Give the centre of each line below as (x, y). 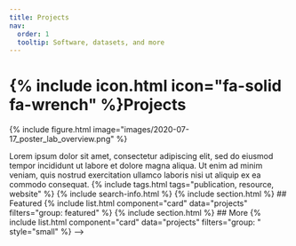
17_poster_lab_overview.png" (62, 139)
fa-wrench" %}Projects (98, 105)
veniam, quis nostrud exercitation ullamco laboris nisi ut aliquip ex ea (135, 175)
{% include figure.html (50, 130)
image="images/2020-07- (141, 130)
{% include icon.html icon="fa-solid (145, 86)
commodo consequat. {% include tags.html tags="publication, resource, (141, 185)
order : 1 (33, 34)
